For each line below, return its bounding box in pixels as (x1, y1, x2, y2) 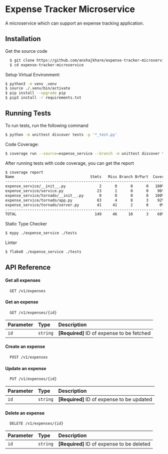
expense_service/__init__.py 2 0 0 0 (5, 184, 149, 189)
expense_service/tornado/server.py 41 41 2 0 (5, 202, 149, 207)
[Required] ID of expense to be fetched (58, 329, 151, 336)
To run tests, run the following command (5, 122, 88, 129)
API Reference (5, 263, 51, 272)
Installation (5, 35, 41, 43)
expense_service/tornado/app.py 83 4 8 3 (5, 197, 149, 203)
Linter (5, 240, 17, 246)
